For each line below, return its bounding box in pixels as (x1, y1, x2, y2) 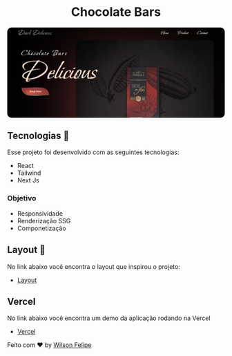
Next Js (17, 176, 40, 185)
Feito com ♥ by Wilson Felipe (7, 341, 92, 349)
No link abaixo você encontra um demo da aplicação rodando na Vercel (7, 314, 211, 322)
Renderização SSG (17, 216, 71, 225)
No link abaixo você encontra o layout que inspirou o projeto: (7, 262, 181, 270)
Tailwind (17, 169, 41, 177)
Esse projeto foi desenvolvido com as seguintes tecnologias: (7, 148, 180, 156)
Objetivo (7, 194, 37, 203)
